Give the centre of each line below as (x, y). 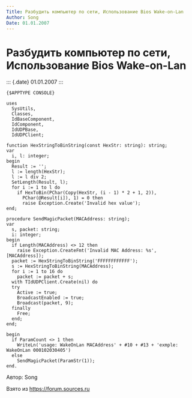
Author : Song (22, 17)
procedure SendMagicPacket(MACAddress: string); (68, 219)
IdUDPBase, (25, 130)
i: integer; (27, 235)
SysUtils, (24, 109)
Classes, (22, 114)
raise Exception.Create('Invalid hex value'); (81, 204)
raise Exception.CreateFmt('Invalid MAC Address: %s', (87, 251)
